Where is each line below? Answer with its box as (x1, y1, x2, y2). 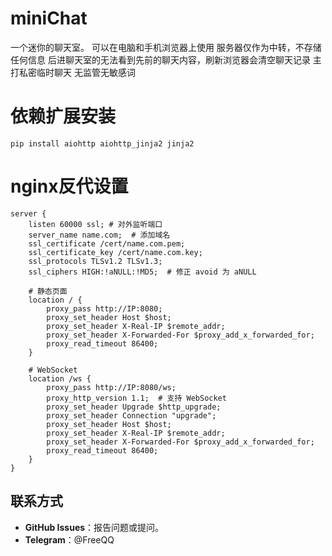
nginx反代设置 (10, 175, 129, 198)
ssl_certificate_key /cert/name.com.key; (28, 247, 203, 257)
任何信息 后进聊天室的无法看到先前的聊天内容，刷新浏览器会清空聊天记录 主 (10, 53, 322, 66)
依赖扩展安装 (10, 105, 117, 128)
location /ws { (28, 373, 92, 384)
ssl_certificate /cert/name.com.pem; (28, 238, 186, 249)
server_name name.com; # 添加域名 (28, 230, 171, 240)
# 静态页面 (28, 286, 68, 296)
